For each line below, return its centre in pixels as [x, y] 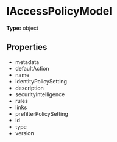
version [25, 133]
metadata [27, 62]
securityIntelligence [40, 94]
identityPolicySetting [41, 81]
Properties [27, 47]
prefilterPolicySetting [42, 113]
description [29, 88]
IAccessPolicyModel [59, 11]
